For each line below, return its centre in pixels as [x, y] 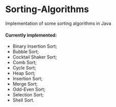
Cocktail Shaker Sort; [35, 57]
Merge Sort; [25, 84]
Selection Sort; [28, 95]
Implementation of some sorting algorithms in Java [58, 23]
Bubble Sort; [26, 52]
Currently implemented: [31, 35]
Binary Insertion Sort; [35, 46]
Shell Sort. [23, 100]
